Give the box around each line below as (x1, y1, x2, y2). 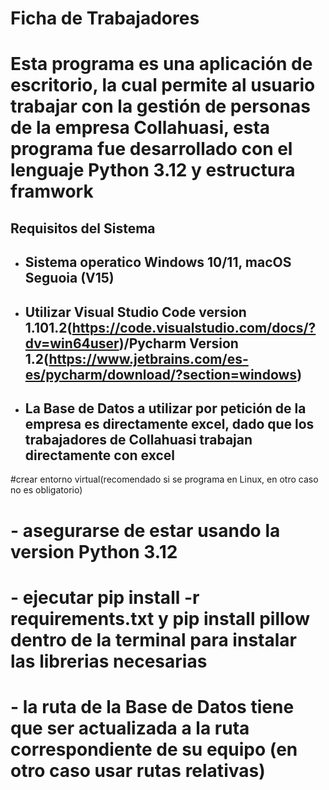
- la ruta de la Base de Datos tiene (10, 695, 295, 718)
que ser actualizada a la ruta (10, 717, 250, 739)
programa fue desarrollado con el (10, 138, 293, 161)
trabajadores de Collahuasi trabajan (24, 431, 253, 448)
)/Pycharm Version (118, 335, 239, 352)
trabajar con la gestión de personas (10, 95, 311, 118)
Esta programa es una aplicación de (10, 53, 313, 76)
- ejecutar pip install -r (10, 586, 200, 609)
